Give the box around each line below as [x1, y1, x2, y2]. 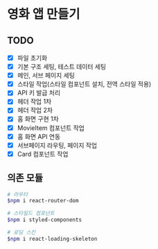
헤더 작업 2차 [17, 106, 53, 115]
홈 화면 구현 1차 [17, 115, 59, 123]
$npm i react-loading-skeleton [7, 235, 98, 242]
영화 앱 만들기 [7, 6, 80, 22]
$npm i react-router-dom [7, 198, 79, 204]
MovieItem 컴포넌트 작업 [17, 123, 85, 132]
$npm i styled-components [7, 216, 82, 223]
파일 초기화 [17, 54, 48, 62]
